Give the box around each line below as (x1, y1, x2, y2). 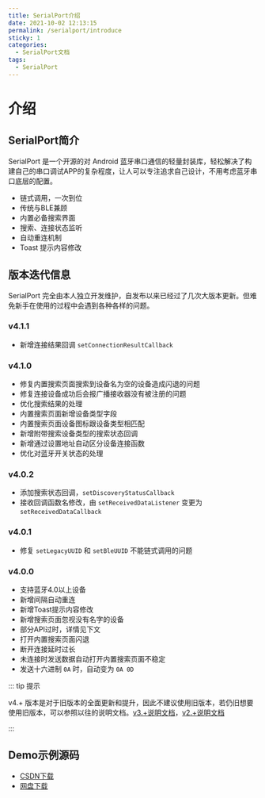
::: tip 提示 (8, 681, 41, 691)
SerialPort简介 (8, 134, 80, 148)
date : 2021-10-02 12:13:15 (8, 19, 97, 27)
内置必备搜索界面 (19, 213, 76, 222)
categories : (8, 41, 47, 49)
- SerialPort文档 (15, 48, 70, 56)
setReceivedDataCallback (19, 508, 102, 516)
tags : (8, 56, 26, 64)
